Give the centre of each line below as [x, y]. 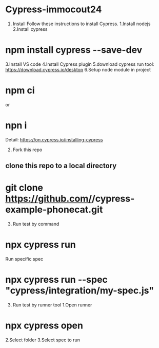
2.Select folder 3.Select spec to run [43, 340]
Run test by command [36, 224]
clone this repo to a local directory [61, 166]
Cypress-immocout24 [54, 10]
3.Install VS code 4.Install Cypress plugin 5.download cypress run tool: [80, 64]
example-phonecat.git [54, 210]
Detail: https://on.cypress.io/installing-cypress [54, 139]
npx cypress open [44, 326]
